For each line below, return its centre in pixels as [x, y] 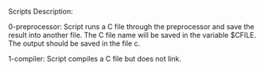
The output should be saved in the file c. [74, 43]
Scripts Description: [41, 11]
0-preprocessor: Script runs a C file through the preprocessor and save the [131, 26]
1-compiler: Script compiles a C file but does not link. [95, 59]
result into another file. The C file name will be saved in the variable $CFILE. [132, 35]
